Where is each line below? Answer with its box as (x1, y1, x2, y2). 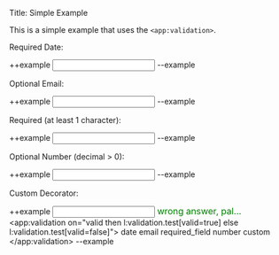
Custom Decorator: (9, 188, 79, 198)
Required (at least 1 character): (9, 115, 121, 125)
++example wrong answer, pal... (9, 205, 242, 217)
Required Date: (9, 42, 64, 52)
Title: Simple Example (9, 8, 89, 18)
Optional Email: (9, 79, 65, 89)
